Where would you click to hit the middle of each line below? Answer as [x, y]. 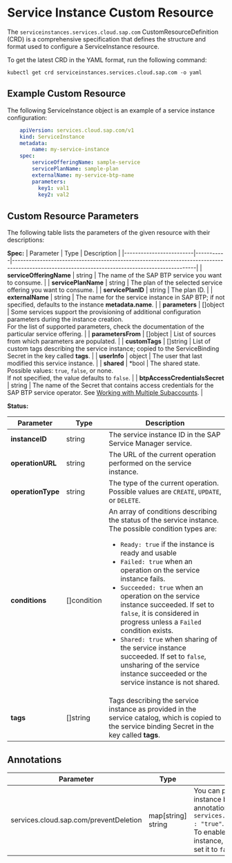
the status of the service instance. [164, 521]
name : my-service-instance [71, 150]
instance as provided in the [153, 709]
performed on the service [150, 463]
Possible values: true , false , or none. [60, 371]
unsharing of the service [160, 666]
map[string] [168, 816]
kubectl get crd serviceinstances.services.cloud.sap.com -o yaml [105, 72]
